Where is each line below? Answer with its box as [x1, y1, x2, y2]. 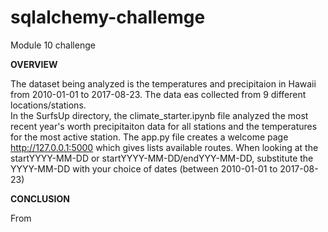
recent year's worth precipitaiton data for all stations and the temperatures [10, 120, 318, 132]
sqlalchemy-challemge [10, 6, 206, 29]
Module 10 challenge [10, 39, 96, 51]
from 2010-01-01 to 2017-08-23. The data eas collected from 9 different [10, 88, 307, 100]
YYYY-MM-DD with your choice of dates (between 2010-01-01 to [10, 162, 278, 175]
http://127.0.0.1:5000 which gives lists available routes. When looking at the [10, 141, 319, 153]
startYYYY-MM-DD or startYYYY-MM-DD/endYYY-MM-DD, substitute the [10, 152, 314, 164]
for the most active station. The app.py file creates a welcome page [10, 131, 289, 143]
